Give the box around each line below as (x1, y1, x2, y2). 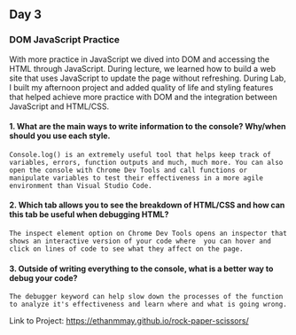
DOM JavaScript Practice (9, 34, 121, 46)
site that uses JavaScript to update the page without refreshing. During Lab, (9, 73, 286, 83)
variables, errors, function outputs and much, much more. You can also (9, 158, 284, 167)
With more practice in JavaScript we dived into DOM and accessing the (9, 53, 270, 65)
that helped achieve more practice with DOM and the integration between (9, 91, 277, 102)
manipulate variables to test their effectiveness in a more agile (9, 173, 264, 183)
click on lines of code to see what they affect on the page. (9, 245, 244, 253)
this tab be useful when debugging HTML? (9, 209, 169, 220)
